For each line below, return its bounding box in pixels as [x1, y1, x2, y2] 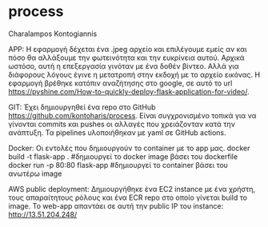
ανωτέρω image [8, 169, 62, 178]
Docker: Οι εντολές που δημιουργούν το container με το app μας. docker [8, 143, 250, 153]
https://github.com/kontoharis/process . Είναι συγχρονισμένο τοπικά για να [8, 110, 257, 120]
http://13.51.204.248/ [8, 209, 78, 219]
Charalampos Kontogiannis [8, 29, 98, 38]
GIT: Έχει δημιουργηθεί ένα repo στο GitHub [8, 102, 156, 112]
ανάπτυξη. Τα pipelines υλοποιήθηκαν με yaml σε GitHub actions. [8, 127, 226, 137]
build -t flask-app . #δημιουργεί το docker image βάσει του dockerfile [8, 151, 238, 161]
